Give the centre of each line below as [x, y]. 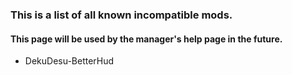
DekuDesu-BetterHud [69, 61]
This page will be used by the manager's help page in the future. [146, 39]
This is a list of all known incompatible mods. [121, 15]
